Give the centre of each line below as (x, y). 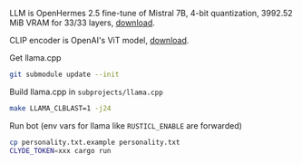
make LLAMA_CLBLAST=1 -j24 (60, 108)
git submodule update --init (64, 74)
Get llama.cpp (35, 58)
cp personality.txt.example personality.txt (95, 142)
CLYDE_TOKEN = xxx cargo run (60, 150)
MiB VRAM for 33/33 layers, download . (83, 23)
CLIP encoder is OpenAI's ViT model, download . (99, 40)
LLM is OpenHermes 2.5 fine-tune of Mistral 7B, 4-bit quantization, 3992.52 (151, 13)
